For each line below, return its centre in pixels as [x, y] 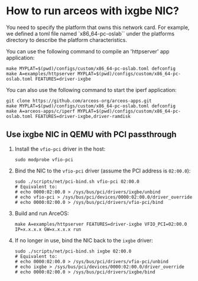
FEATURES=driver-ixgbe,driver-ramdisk [83, 116]
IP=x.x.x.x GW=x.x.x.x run [48, 229]
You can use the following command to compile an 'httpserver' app [88, 51]
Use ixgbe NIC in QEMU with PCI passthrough [91, 135]
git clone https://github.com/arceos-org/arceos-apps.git [79, 101]
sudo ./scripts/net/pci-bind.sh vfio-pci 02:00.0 [77, 181]
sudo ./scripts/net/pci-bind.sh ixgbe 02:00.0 [73, 251]
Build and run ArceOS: [42, 213]
